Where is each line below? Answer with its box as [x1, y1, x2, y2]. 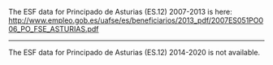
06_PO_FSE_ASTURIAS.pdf [8, 24, 99, 33]
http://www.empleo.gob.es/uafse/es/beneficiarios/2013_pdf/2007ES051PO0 [8, 15, 264, 25]
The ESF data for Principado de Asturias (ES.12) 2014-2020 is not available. [8, 48, 261, 57]
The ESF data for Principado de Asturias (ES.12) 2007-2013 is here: [8, 7, 233, 16]
